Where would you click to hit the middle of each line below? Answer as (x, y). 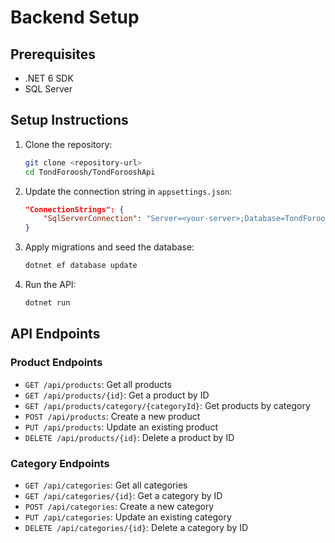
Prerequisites (53, 54)
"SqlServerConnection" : (92, 219)
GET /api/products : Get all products (98, 384)
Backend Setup (75, 17)
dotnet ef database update (81, 266)
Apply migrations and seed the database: (109, 247)
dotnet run (47, 303)
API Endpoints (55, 334)
